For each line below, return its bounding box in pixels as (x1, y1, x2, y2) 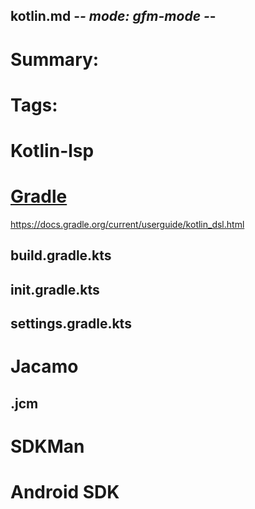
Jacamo (10, 355, 79, 378)
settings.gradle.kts (10, 315, 132, 333)
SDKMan (10, 435, 85, 458)
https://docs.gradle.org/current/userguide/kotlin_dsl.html (10, 218, 245, 230)
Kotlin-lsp (10, 139, 95, 162)
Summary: (10, 48, 100, 71)
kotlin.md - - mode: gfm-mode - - (10, 8, 217, 25)
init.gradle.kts (10, 281, 100, 298)
